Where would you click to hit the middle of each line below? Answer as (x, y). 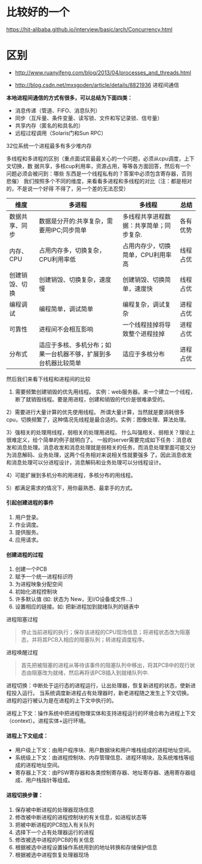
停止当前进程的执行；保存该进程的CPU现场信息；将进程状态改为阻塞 (106, 632)
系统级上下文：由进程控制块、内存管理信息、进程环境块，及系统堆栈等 (102, 758)
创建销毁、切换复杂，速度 (75, 279)
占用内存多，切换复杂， (72, 250)
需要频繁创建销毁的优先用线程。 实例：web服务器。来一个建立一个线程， (105, 392)
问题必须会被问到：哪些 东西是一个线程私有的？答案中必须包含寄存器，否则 (99, 173)
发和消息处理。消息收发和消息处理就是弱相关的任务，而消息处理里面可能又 (98, 447)
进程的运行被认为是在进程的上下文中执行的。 (62, 701)
